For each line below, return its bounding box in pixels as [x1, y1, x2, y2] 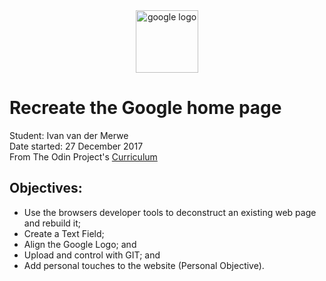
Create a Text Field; [23, 227, 105, 239]
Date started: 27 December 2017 [9, 140, 144, 152]
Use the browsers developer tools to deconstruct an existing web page [23, 206, 317, 218]
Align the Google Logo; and [23, 238, 137, 250]
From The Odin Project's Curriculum [9, 150, 158, 163]
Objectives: [9, 180, 83, 197]
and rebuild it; [23, 217, 81, 229]
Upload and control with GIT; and [23, 249, 161, 261]
